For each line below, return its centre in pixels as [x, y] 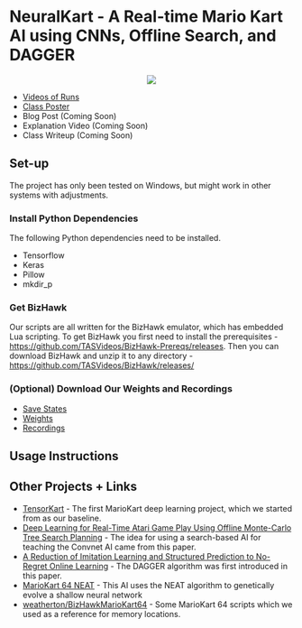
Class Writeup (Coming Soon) [78, 135]
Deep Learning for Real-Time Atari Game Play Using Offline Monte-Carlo [157, 527]
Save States [45, 409]
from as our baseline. [62, 518]
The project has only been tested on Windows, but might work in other [141, 185]
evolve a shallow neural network [82, 595]
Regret [35, 566]
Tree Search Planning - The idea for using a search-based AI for [142, 537]
